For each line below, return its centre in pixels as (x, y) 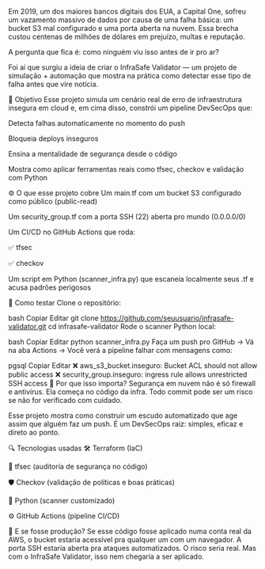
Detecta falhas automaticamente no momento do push (97, 123)
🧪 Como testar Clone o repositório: (64, 303)
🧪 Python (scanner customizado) (62, 501)
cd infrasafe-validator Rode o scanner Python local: (132, 326)
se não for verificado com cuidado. (65, 400)
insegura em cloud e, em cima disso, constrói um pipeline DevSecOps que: (131, 108)
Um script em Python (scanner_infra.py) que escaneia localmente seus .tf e (131, 279)
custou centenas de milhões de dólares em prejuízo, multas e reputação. (127, 36)
